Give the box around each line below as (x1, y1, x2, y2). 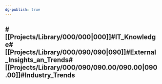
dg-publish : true (5, 7, 40, 12)
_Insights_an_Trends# (5, 56, 73, 64)
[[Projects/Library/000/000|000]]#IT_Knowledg (5, 33, 156, 42)
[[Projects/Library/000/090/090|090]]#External (5, 48, 156, 57)
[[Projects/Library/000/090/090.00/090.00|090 (5, 63, 158, 72)
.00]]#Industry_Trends (5, 71, 76, 80)
